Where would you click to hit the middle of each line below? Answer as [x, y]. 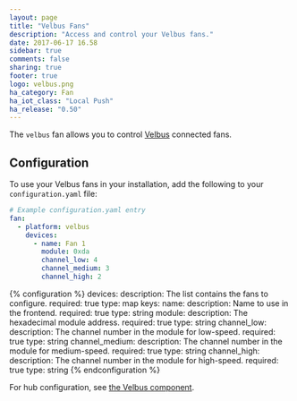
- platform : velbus [54, 226]
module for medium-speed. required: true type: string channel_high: [135, 351]
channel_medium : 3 [76, 269]
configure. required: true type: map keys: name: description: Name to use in [149, 303]
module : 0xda [66, 252]
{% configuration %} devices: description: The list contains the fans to [139, 294]
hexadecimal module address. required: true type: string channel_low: [138, 322]
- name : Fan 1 [59, 243]
